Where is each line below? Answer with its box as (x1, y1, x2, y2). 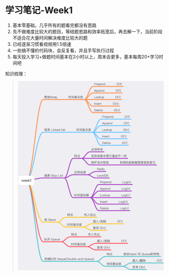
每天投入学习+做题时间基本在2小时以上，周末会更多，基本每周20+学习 (12, 53, 159, 59)
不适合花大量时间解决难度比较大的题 (12, 35, 88, 41)
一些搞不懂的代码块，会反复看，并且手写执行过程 (12, 47, 114, 53)
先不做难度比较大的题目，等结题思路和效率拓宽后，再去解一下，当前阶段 (12, 28, 162, 34)
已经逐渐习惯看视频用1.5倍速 (12, 41, 71, 47)
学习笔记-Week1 (5, 5, 73, 16)
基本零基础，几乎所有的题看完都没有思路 (12, 22, 97, 28)
